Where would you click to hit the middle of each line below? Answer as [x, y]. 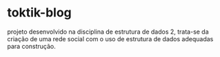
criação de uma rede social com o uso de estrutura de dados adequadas [110, 38]
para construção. [32, 46]
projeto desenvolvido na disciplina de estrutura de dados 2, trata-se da [108, 32]
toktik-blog [40, 13]
